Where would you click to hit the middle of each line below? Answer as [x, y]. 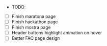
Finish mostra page [31, 27]
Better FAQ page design [36, 38]
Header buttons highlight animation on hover [57, 33]
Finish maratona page [34, 16]
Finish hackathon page [35, 22]
